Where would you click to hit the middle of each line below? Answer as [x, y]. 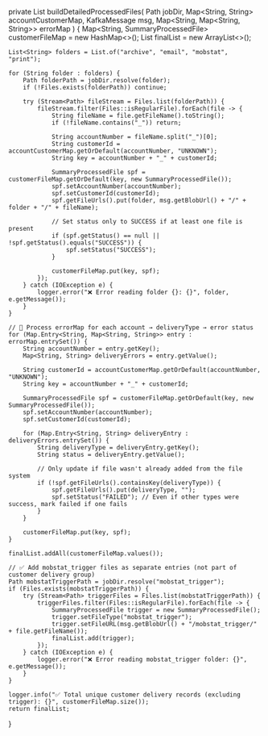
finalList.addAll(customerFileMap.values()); [86, 554]
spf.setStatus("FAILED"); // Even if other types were [145, 497]
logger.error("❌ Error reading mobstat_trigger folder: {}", [142, 659]
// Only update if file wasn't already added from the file [140, 469]
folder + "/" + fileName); [54, 207]
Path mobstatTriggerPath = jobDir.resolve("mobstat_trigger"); [117, 582]
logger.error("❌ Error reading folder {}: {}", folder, [133, 292]
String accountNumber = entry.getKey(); [91, 349]
